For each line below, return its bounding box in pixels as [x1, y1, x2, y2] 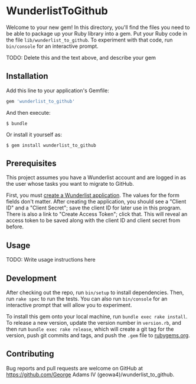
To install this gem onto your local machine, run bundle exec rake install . [6, 313, 188, 320]
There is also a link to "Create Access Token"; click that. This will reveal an [6, 211, 188, 218]
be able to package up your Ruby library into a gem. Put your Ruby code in [6, 30, 188, 37]
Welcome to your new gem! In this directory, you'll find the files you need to [6, 24, 190, 31]
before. [6, 223, 24, 230]
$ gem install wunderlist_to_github [6, 142, 96, 149]
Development [6, 273, 57, 283]
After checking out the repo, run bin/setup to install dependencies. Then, [6, 289, 184, 296]
